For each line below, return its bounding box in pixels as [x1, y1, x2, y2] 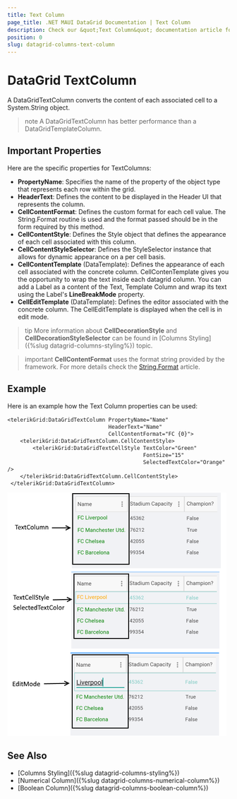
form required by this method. [17, 223, 104, 231]
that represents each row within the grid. [17, 184, 136, 194]
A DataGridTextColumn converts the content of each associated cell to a [7, 96, 218, 105]
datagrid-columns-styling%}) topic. [49, 341, 153, 350]
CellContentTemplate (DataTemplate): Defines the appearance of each [17, 260, 225, 268]
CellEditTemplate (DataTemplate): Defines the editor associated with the [17, 297, 229, 306]
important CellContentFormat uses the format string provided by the [24, 355, 225, 363]
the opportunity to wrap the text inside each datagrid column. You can [17, 275, 222, 283]
